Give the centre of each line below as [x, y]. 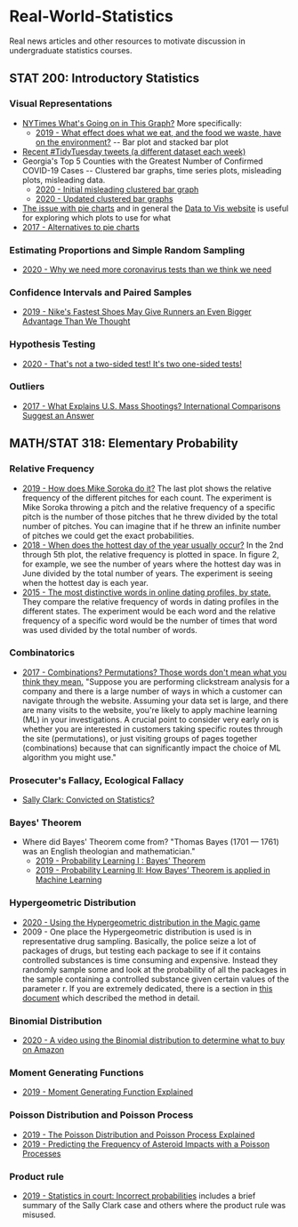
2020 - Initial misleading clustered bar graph [117, 189]
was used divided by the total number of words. [109, 630]
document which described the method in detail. [111, 998]
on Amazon [43, 1049]
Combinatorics [42, 653]
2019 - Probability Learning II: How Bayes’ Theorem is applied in [153, 870]
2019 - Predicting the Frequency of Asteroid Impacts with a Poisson [145, 1143]
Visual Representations [61, 104]
